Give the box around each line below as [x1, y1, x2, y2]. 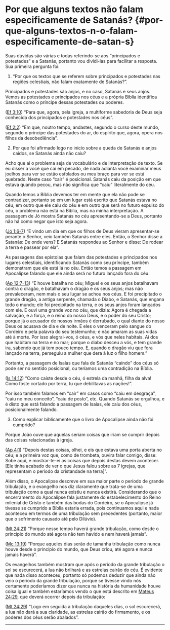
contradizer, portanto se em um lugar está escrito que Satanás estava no [5, 197, 157, 203]
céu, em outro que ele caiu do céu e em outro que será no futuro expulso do [5, 202, 164, 208]
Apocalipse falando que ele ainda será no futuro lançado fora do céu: [5, 270, 150, 276]
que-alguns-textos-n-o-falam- [5, 25, 138, 36]
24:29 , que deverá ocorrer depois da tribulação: [5, 594, 105, 600]
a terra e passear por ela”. [5, 244, 59, 250]
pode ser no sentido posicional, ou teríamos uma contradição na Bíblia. [5, 365, 153, 371]
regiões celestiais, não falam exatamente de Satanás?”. [12, 79, 127, 85]
